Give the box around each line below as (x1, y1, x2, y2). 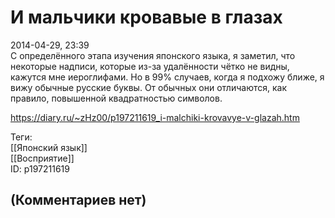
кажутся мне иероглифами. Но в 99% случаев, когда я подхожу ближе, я (10, 71, 325, 83)
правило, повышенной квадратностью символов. (10, 92, 223, 104)
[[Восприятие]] (10, 152, 75, 164)
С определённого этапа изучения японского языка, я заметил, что (10, 49, 296, 61)
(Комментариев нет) (10, 192, 147, 209)
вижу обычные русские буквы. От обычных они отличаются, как (10, 81, 287, 93)
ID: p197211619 (10, 162, 70, 175)
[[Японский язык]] (10, 141, 88, 153)
